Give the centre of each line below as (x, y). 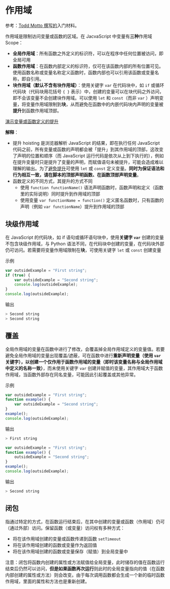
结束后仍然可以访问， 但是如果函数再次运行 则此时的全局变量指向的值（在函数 (85, 568)
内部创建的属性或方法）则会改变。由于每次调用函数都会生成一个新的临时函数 (85, 575)
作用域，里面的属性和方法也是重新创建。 (47, 581)
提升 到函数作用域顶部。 (37, 110)
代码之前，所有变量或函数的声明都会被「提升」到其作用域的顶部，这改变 (88, 149)
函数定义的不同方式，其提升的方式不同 (52, 181)
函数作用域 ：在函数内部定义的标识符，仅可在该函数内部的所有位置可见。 (88, 66)
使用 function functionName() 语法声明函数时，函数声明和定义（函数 (92, 187)
